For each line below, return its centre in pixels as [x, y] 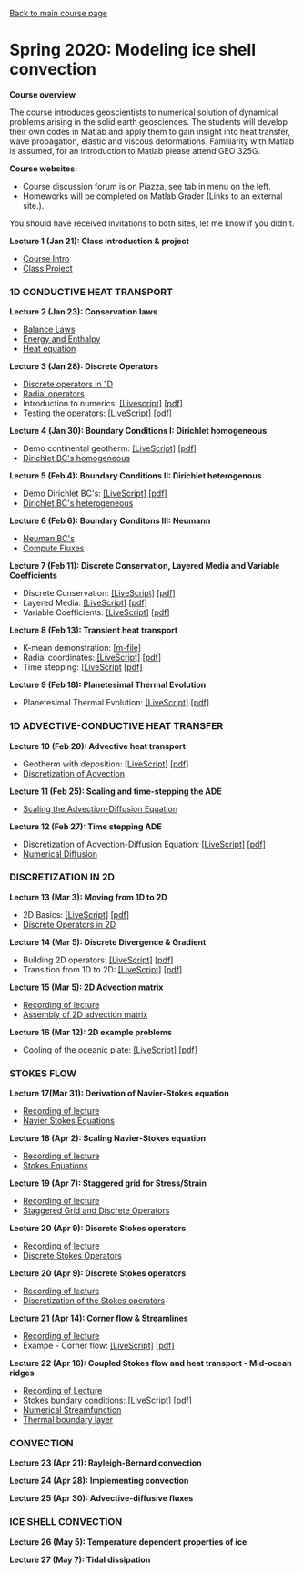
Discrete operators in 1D [68, 384]
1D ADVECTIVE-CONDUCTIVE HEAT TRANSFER [116, 726]
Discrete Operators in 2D [69, 924]
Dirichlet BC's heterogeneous [78, 503]
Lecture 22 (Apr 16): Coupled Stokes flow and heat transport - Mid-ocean [151, 1363]
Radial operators [53, 394]
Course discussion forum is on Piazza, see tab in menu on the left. [146, 186]
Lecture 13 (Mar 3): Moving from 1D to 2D [88, 897]
